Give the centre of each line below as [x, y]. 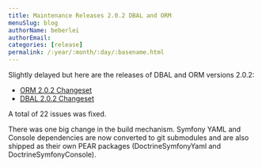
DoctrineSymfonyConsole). [52, 154]
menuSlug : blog [33, 23]
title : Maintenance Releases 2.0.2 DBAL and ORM [90, 15]
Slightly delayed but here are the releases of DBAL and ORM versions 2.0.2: [131, 75]
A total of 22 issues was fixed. [57, 114]
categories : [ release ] [46, 45]
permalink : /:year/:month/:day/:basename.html [86, 52]
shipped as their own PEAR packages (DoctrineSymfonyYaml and [115, 146]
